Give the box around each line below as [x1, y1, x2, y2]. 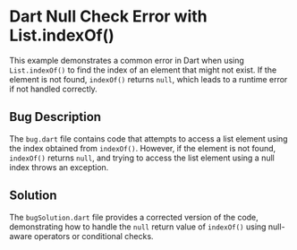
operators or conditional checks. [34, 230, 154, 241]
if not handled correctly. [9, 83, 98, 94]
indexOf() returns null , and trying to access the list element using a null [9, 152, 275, 163]
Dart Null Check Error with [9, 6, 208, 27]
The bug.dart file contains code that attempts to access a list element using [9, 133, 288, 144]
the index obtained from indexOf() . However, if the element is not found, [9, 142, 276, 153]
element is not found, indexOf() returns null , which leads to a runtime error [9, 73, 288, 84]
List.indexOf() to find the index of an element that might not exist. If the [9, 65, 277, 75]
